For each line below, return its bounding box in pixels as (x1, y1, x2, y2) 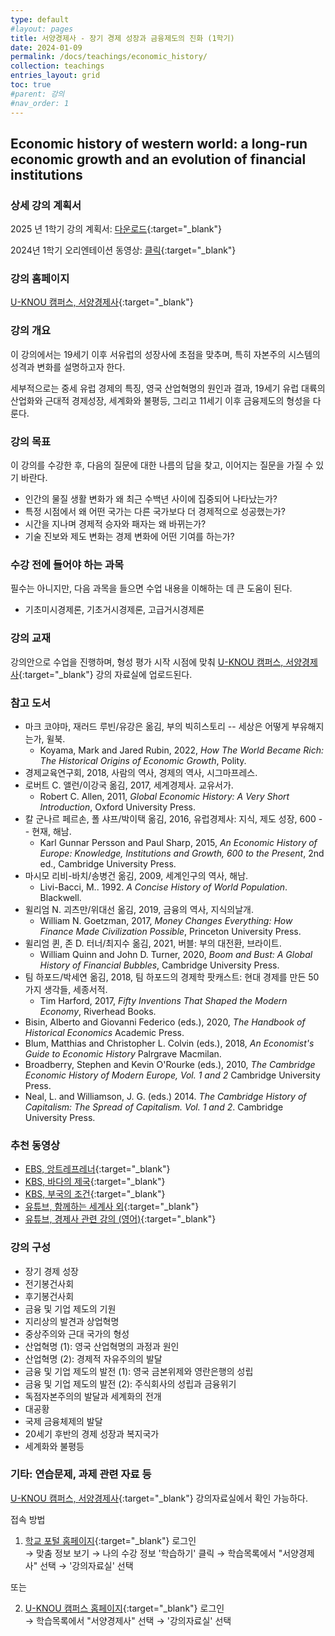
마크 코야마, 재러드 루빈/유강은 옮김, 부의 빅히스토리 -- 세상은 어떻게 (24, 720, 290, 732)
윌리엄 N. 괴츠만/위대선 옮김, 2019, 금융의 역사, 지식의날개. (24, 903, 254, 915)
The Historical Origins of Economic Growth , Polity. (39, 754, 247, 766)
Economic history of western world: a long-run (10, 135, 308, 152)
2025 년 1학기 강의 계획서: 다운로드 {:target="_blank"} (10, 223, 222, 235)
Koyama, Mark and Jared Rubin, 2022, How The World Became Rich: (39, 744, 325, 756)
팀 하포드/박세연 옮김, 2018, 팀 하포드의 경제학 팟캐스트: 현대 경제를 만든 (24, 971, 307, 983)
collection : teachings (10, 61, 105, 71)
